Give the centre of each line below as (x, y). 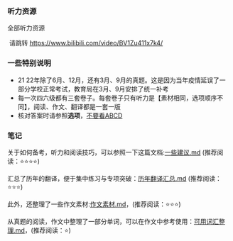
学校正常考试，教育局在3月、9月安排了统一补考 (99, 89)
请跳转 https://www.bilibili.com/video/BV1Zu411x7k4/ (86, 43)
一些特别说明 (29, 63)
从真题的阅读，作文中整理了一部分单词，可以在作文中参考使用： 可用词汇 (113, 221)
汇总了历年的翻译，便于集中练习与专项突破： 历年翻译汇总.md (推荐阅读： (114, 178)
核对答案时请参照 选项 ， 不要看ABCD (70, 116)
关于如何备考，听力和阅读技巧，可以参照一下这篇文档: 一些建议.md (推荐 (112, 152)
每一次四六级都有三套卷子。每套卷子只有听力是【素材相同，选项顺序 (117, 98)
